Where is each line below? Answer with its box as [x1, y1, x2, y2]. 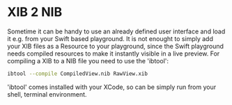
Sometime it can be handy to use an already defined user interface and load [7, 27, 226, 35]
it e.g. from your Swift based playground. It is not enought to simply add [7, 34, 214, 42]
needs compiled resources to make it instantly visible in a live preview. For [7, 49, 220, 58]
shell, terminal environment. [7, 90, 87, 98]
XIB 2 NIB [7, 4, 63, 20]
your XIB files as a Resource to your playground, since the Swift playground [7, 42, 224, 50]
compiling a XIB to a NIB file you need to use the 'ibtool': [7, 56, 169, 65]
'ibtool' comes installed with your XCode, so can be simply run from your [7, 83, 217, 91]
